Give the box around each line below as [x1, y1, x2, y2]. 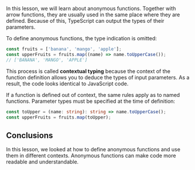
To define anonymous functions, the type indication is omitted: [6, 35, 157, 41]
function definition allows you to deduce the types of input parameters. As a [6, 74, 190, 81]
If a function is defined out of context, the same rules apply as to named [6, 91, 180, 98]
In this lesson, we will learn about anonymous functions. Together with [6, 5, 176, 12]
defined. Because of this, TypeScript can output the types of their [6, 18, 165, 24]
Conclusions [6, 130, 53, 140]
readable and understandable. [6, 158, 79, 165]
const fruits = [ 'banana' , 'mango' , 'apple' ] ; [6, 46, 122, 52]
